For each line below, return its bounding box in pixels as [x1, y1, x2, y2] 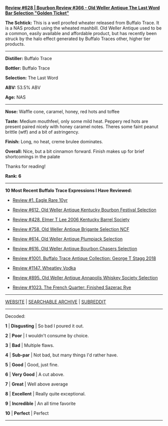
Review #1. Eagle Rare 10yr [12, 197, 68, 203]
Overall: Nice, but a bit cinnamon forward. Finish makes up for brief [5, 148, 144, 154]
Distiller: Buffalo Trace [5, 56, 52, 61]
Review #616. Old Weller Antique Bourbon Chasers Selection [12, 246, 137, 251]
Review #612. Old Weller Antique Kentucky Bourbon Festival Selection [12, 207, 156, 213]
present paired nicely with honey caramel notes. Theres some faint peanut [5, 124, 158, 130]
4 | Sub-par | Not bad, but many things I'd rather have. [5, 352, 118, 358]
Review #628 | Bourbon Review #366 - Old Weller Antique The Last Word [5, 5, 160, 11]
